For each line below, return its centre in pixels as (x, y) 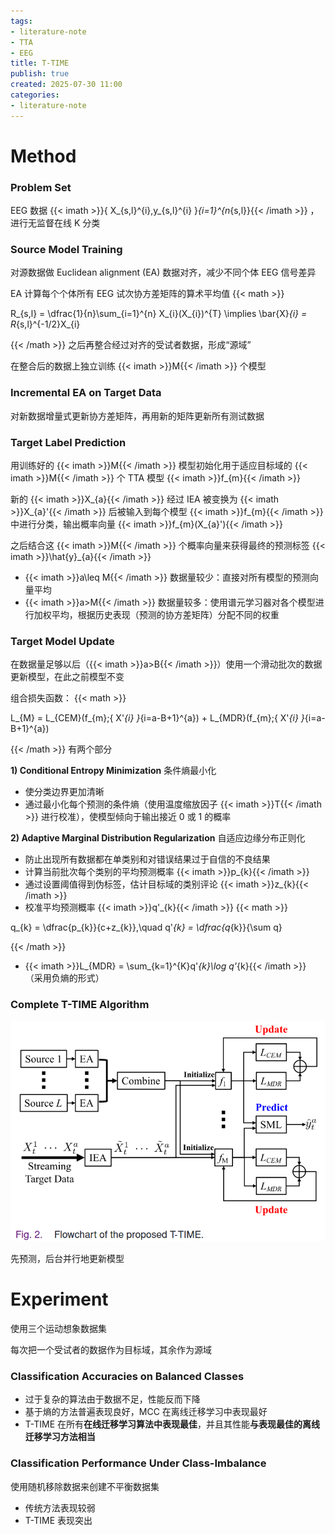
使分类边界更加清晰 (64, 792)
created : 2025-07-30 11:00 (66, 85)
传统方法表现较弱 (60, 1507)
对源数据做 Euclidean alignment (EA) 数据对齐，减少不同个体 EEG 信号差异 (163, 272)
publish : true (40, 74)
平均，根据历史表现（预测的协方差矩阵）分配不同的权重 (165, 614)
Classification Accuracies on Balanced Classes (127, 1376)
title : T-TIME (40, 63)
